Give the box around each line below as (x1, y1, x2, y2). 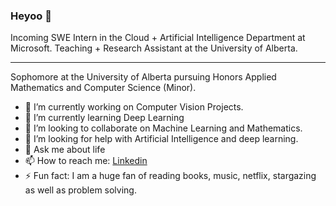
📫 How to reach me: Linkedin (24, 155, 148, 167)
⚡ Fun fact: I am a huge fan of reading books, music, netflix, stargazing (24, 170, 317, 182)
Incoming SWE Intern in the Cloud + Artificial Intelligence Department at (10, 32, 306, 44)
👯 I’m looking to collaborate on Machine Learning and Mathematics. (24, 122, 303, 134)
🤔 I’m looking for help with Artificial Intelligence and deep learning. (24, 133, 299, 145)
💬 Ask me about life (24, 144, 106, 156)
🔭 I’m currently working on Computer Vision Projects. (24, 101, 244, 113)
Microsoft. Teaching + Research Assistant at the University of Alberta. (10, 42, 298, 54)
